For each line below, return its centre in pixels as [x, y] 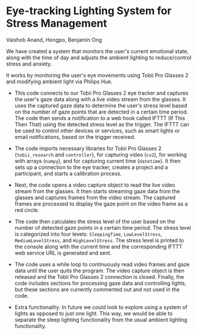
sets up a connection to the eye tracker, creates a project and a [91, 167]
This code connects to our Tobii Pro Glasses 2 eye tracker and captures [101, 93]
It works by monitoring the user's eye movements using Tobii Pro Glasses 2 [97, 75]
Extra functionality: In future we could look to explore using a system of [101, 307]
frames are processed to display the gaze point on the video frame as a [101, 204]
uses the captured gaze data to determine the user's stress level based [101, 105]
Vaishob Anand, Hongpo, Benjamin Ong [54, 40]
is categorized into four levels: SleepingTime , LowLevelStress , [89, 234]
